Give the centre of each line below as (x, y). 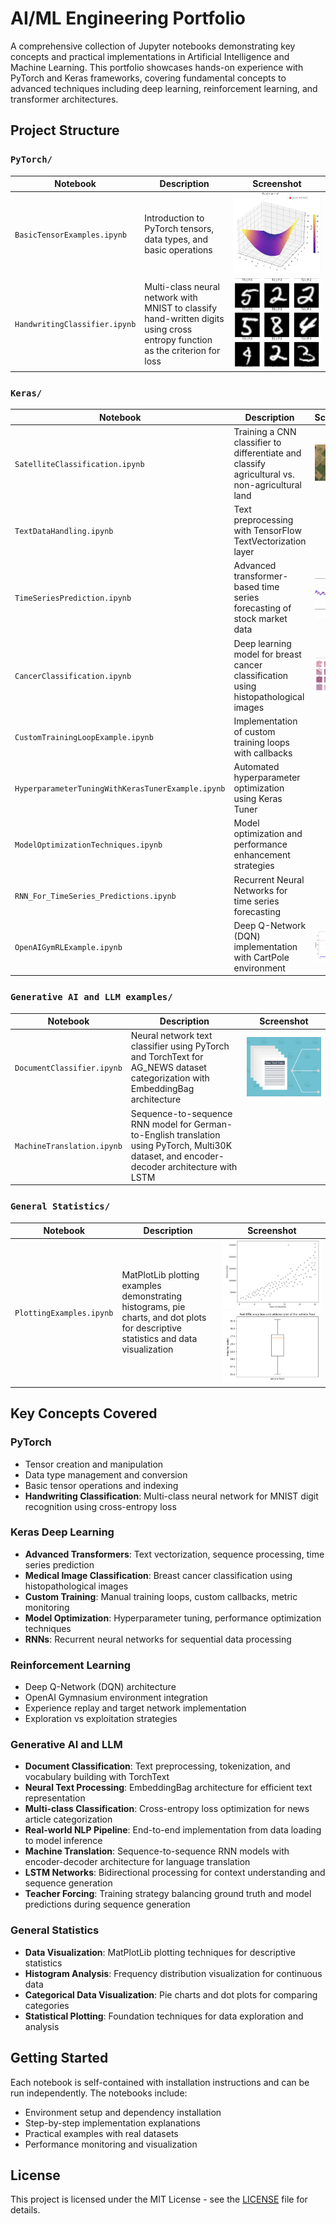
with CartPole (261, 957)
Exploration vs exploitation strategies (101, 1719)
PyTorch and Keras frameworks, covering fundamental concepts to (148, 78)
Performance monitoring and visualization (111, 2144)
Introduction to (174, 218)
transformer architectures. (64, 99)
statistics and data (159, 1339)
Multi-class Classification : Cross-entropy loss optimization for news (167, 1809)
